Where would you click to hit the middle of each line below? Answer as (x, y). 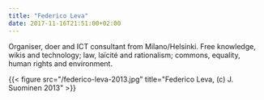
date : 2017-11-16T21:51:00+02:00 (65, 23)
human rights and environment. (61, 63)
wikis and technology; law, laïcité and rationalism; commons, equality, (124, 55)
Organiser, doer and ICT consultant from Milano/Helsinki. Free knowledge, (132, 46)
